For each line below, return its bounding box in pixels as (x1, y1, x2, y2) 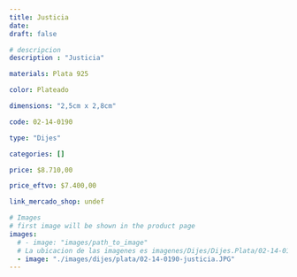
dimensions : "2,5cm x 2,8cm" (9, 102, 117, 111)
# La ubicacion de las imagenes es (17, 246, 148, 255)
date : (9, 21, 29, 30)
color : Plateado (9, 86, 69, 95)
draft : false (9, 29, 57, 38)
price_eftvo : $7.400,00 (9, 181, 97, 190)
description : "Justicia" (9, 54, 104, 63)
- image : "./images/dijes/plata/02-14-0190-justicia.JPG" (17, 254, 236, 264)
